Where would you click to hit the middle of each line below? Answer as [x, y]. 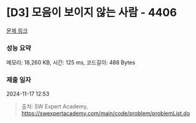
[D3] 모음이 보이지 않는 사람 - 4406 [92, 13]
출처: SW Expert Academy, [55, 106]
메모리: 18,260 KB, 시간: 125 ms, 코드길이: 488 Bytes [71, 62]
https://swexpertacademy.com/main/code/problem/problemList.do [106, 113]
